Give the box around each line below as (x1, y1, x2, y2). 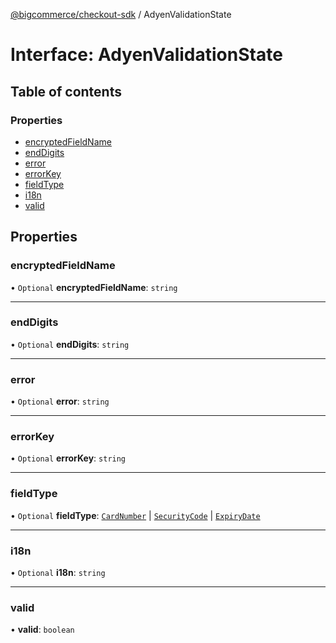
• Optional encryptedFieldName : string (10, 281, 178, 293)
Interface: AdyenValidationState (10, 44, 283, 66)
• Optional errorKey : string (10, 452, 127, 464)
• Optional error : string (10, 395, 110, 408)
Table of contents (10, 83, 122, 100)
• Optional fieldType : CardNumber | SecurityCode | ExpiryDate (10, 509, 261, 521)
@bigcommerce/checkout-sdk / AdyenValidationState (10, 9, 232, 20)
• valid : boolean (10, 624, 75, 636)
